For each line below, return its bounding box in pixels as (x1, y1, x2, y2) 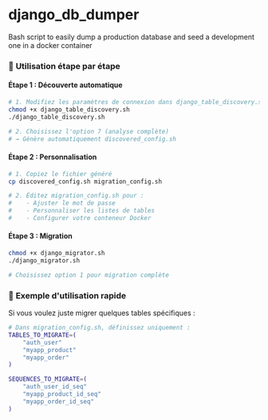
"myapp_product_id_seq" (22, 390, 102, 398)
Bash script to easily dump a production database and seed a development (8, 32, 255, 42)
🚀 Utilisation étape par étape (8, 60, 121, 71)
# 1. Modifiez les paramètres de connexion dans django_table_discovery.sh (8, 98, 266, 106)
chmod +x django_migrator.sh (8, 250, 105, 258)
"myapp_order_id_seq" (22, 398, 94, 406)
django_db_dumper (8, 6, 140, 24)
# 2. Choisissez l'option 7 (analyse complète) (8, 127, 170, 135)
